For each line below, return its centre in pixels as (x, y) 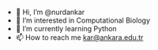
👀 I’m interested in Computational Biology (83, 20)
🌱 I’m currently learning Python (66, 29)
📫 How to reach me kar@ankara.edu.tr (79, 37)
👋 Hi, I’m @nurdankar (50, 12)
